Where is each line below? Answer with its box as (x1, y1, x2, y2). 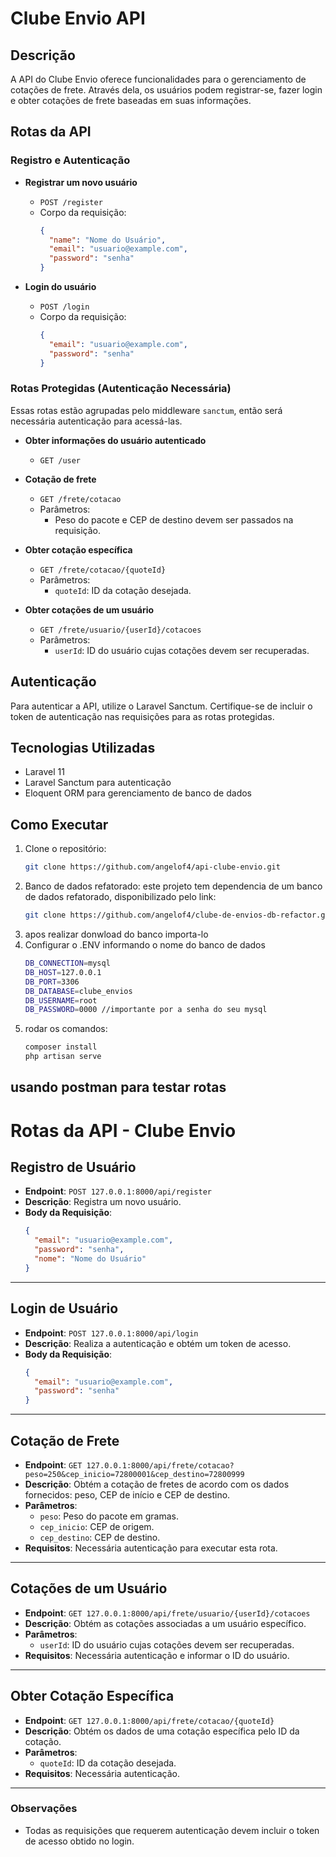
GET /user (39, 455, 82, 466)
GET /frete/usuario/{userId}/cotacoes (39, 625, 202, 635)
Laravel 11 (24, 766, 65, 778)
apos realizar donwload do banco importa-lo (24, 928, 209, 941)
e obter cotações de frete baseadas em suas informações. (10, 95, 252, 106)
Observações (10, 1802, 78, 1816)
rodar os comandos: (24, 1023, 108, 1035)
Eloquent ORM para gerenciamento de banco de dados (24, 787, 252, 799)
